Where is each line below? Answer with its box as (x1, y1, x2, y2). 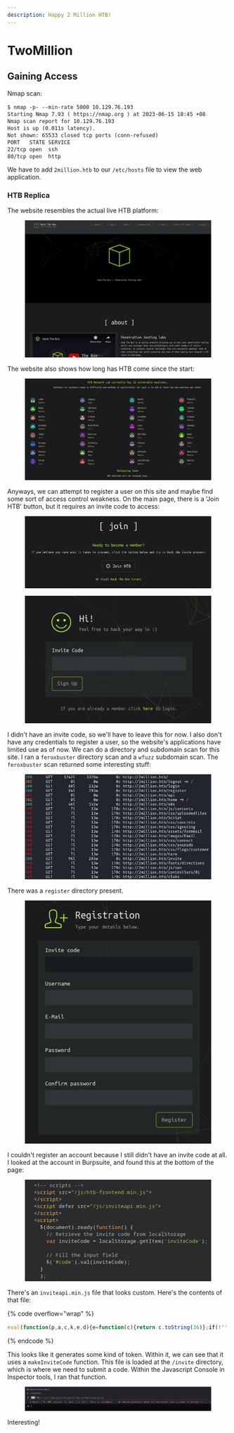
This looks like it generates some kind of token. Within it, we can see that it (7, 1350, 223, 1358)
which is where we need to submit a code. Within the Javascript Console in (7, 1365, 225, 1373)
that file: (7, 1296, 32, 1304)
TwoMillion (7, 42, 73, 58)
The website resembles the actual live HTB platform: (7, 206, 160, 215)
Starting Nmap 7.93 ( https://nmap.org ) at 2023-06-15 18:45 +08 (7, 110, 206, 117)
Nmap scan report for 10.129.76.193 (7, 117, 115, 125)
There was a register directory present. (7, 886, 124, 895)
